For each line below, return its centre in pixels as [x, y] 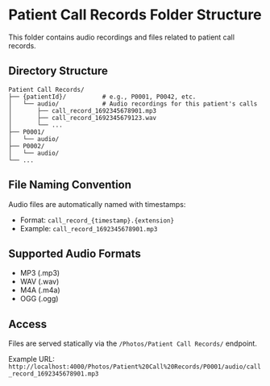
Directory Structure [58, 71]
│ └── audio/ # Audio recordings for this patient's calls [133, 104]
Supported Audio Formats [75, 253]
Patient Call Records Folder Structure [135, 15]
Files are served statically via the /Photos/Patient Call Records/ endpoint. [133, 343]
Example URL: [31, 359]
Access [27, 324]
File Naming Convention [70, 185]
